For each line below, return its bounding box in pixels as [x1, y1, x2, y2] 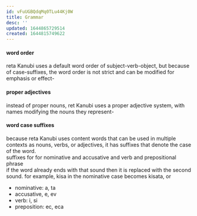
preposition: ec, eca [14, 203, 64, 210]
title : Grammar [6, 14, 44, 20]
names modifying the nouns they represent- [6, 108, 114, 115]
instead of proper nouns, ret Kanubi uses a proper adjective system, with [6, 101, 185, 109]
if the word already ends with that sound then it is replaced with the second [6, 166, 192, 173]
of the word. [6, 147, 36, 154]
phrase [6, 160, 24, 167]
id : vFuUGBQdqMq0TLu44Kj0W [6, 8, 73, 15]
